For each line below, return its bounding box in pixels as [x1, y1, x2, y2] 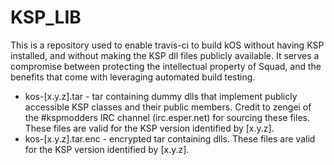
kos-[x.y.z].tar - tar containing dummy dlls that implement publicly [24, 90, 298, 102]
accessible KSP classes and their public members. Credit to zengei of [24, 101, 312, 113]
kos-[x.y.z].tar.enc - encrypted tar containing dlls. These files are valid [24, 132, 316, 145]
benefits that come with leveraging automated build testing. [10, 71, 256, 83]
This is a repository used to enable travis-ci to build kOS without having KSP [10, 39, 325, 51]
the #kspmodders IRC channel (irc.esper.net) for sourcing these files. [24, 111, 310, 123]
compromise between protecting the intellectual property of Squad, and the [10, 60, 322, 72]
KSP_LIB [10, 6, 82, 29]
